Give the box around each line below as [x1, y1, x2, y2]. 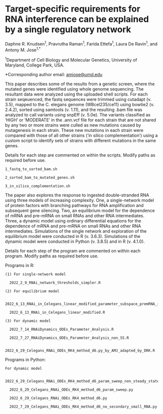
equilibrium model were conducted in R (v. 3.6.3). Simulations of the [5, 233, 141, 239]
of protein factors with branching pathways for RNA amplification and [5, 202, 144, 208]
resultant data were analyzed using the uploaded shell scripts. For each [5, 91, 148, 97]
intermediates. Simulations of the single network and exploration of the [5, 228, 147, 234]
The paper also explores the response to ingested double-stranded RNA [5, 192, 149, 198]
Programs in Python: [5, 356, 46, 362]
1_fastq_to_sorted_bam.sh [5, 166, 57, 172]
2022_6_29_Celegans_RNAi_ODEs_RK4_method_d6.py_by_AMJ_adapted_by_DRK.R [5, 348, 155, 353]
